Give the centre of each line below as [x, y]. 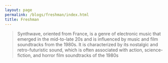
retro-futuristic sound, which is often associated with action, [80, 50]
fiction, [25, 55]
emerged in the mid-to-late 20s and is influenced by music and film [88, 39]
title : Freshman [22, 19]
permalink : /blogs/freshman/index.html [47, 15]
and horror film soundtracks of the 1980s [76, 55]
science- [154, 50]
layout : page [19, 10]
